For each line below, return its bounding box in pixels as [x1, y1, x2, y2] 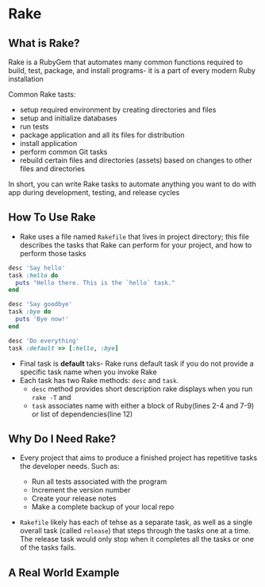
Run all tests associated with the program [31, 477, 167, 486]
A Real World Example [8, 566, 120, 579]
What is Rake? [8, 36, 80, 50]
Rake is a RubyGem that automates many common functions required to [8, 57, 244, 67]
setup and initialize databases [19, 113, 117, 123]
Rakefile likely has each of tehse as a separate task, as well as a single [19, 517, 253, 528]
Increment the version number [31, 485, 131, 495]
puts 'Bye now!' [15, 315, 69, 324]
